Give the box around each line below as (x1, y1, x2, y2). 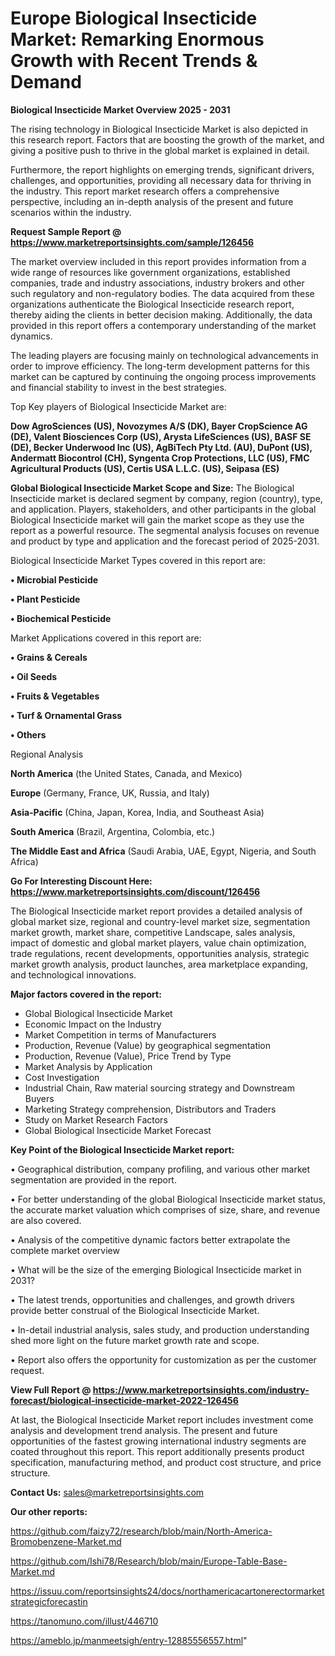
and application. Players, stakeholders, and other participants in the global (10, 503, 317, 515)
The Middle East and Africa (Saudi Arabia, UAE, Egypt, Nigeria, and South (10, 845, 317, 857)
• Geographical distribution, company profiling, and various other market (10, 1163, 311, 1175)
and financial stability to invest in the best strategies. (10, 381, 227, 393)
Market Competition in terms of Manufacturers (24, 1028, 217, 1041)
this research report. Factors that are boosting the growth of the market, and (10, 133, 325, 146)
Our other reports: (10, 1505, 88, 1517)
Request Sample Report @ (10, 225, 122, 237)
